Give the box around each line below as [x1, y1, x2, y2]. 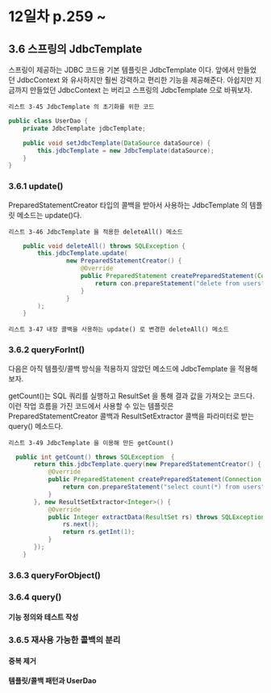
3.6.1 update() [8, 181, 64, 192]
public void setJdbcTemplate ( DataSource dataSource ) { [23, 139, 211, 147]
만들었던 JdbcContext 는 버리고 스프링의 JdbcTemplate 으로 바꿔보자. [29, 86, 252, 94]
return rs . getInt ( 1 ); [62, 528, 135, 536]
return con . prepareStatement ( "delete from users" [94, 279, 265, 288]
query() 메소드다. [8, 421, 64, 430]
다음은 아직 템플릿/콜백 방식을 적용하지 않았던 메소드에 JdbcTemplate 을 [8, 363, 236, 373]
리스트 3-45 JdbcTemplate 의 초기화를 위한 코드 [8, 103, 155, 111]
